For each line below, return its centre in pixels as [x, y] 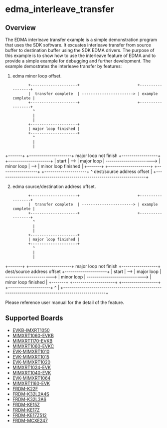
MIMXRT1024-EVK [32, 367]
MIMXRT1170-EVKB [32, 340]
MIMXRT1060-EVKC [33, 346]
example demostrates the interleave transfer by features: [64, 66]
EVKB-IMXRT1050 [31, 330]
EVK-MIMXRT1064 [31, 378]
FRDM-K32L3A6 [29, 399]
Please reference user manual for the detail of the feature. [65, 302]
